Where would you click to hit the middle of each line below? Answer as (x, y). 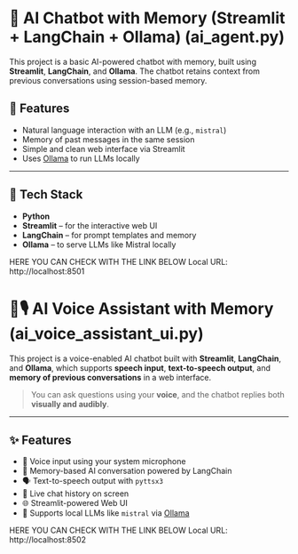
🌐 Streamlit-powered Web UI (75, 503)
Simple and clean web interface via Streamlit (103, 149)
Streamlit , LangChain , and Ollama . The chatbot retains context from (134, 71)
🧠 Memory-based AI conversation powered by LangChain (127, 471)
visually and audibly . (70, 404)
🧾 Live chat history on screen (75, 494)
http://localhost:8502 (48, 540)
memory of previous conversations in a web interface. (110, 377)
